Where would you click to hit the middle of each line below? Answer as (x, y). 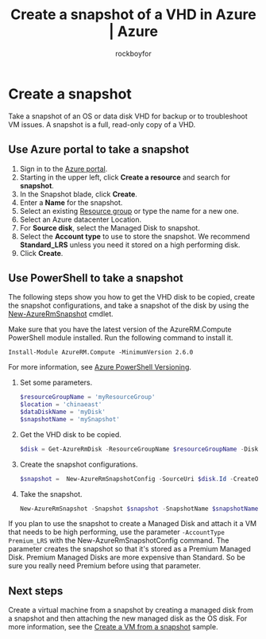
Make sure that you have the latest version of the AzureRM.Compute (120, 329)
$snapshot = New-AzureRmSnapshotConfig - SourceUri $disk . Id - (127, 478)
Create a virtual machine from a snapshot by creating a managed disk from (131, 610)
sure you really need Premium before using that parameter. (104, 566)
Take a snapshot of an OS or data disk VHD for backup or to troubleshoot (128, 116)
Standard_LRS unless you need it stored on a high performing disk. (130, 245)
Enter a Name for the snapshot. (71, 202)
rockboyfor (133, 53)
